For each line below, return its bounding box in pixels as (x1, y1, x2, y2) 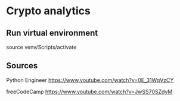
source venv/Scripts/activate (6, 43, 77, 50)
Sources (6, 61, 38, 71)
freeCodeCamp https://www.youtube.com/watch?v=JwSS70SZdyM (6, 88, 173, 95)
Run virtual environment (6, 28, 98, 38)
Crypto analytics (6, 4, 91, 18)
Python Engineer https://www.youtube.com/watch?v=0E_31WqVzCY (6, 76, 174, 84)
